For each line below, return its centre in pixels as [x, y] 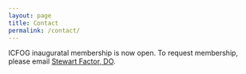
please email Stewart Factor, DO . [62, 61]
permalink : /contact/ [44, 30]
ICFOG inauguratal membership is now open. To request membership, [123, 53]
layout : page [30, 16]
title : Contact [34, 23]
